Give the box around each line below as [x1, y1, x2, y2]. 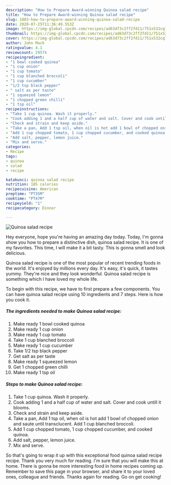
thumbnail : [6, 31, 29, 36]
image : [6, 26, 20, 31]
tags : [6, 154, 17, 159]
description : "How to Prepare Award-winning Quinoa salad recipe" [6, 7, 149, 13]
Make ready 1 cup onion [13, 326, 63, 333]
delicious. [6, 250, 26, 256]
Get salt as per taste [13, 353, 55, 360]
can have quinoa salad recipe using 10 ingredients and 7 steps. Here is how [6, 291, 163, 297]
